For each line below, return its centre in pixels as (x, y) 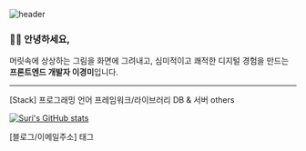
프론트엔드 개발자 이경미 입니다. (64, 72)
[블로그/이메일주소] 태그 (51, 137)
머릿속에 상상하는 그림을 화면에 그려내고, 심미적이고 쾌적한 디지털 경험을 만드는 (149, 61)
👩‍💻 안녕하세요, (40, 39)
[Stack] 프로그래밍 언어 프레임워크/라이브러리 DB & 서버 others (122, 100)
